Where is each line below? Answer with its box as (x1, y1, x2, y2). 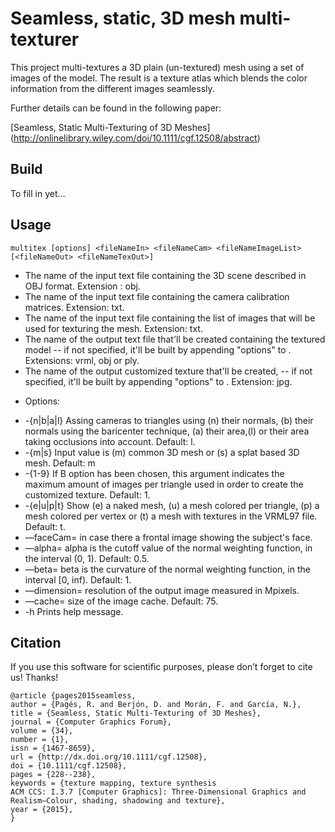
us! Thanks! (10, 672, 59, 684)
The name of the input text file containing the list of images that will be (24, 312, 316, 324)
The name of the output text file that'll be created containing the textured (24, 333, 326, 345)
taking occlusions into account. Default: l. (24, 435, 196, 447)
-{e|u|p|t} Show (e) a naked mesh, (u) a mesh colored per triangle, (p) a (24, 499, 320, 511)
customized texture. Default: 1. (24, 488, 151, 501)
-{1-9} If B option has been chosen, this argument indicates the (24, 467, 285, 479)
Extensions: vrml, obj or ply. (24, 354, 140, 366)
